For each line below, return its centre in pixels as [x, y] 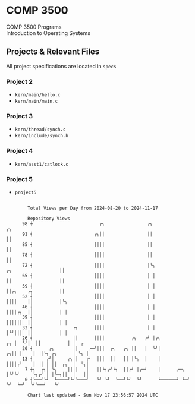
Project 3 [20, 116]
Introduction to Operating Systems [48, 33]
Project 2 [19, 81]
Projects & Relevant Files [53, 52]
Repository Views [49, 218]
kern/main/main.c [36, 102]
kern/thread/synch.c [40, 130]
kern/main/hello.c [37, 95]
